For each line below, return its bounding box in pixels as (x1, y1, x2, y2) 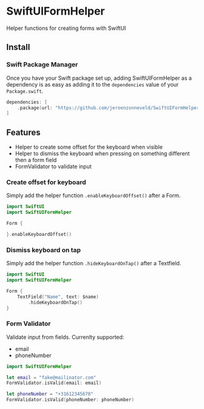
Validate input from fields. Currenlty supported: (6, 333, 124, 341)
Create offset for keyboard (6, 178, 86, 187)
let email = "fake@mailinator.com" (6, 374, 97, 380)
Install (6, 42, 30, 52)
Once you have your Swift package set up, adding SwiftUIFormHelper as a (6, 74, 192, 82)
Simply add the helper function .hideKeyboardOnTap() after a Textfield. (6, 260, 182, 267)
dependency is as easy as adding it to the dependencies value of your (6, 80, 179, 88)
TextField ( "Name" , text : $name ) (17, 294, 99, 300)
